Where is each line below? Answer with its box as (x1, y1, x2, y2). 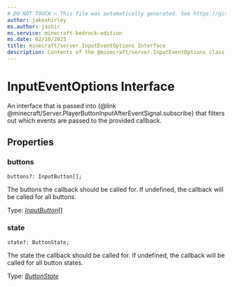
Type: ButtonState (7, 272, 59, 280)
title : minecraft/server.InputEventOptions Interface (7, 42, 166, 49)
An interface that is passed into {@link (7, 101, 116, 110)
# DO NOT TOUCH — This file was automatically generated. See (7, 10, 191, 17)
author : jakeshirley (7, 17, 67, 24)
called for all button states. (7, 258, 83, 267)
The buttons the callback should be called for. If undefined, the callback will (7, 185, 224, 193)
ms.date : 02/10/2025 (7, 36, 67, 43)
